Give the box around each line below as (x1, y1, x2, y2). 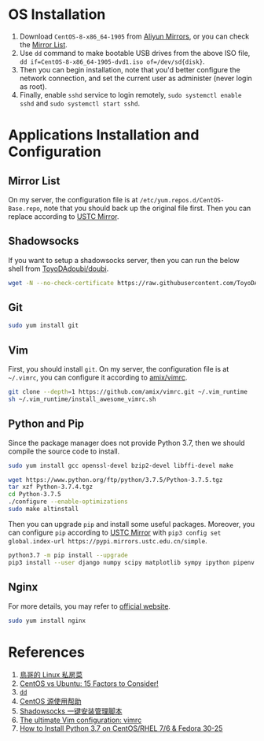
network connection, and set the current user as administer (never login (19, 73, 253, 83)
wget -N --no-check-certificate (8, 279, 114, 287)
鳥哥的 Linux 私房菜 (19, 670, 83, 680)
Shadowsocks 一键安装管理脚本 (19, 706, 123, 716)
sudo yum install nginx (8, 617, 86, 624)
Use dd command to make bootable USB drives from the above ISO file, (19, 48, 251, 57)
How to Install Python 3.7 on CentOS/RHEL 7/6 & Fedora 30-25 (19, 724, 223, 733)
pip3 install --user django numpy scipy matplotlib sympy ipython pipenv (8, 558, 255, 566)
